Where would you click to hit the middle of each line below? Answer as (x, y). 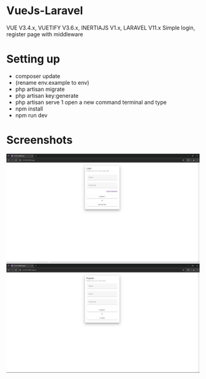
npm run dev (31, 115)
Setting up (33, 59)
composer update (38, 76)
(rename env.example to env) (52, 82)
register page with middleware (45, 34)
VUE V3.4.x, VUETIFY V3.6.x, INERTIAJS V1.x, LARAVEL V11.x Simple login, (101, 28)
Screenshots (40, 140)
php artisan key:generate (47, 95)
